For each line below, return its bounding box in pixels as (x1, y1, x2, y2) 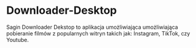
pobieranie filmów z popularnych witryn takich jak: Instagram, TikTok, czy (6, 29, 191, 37)
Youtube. (6, 36, 29, 43)
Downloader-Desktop (6, 4, 117, 17)
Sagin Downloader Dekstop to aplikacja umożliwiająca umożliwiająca (6, 23, 178, 31)
